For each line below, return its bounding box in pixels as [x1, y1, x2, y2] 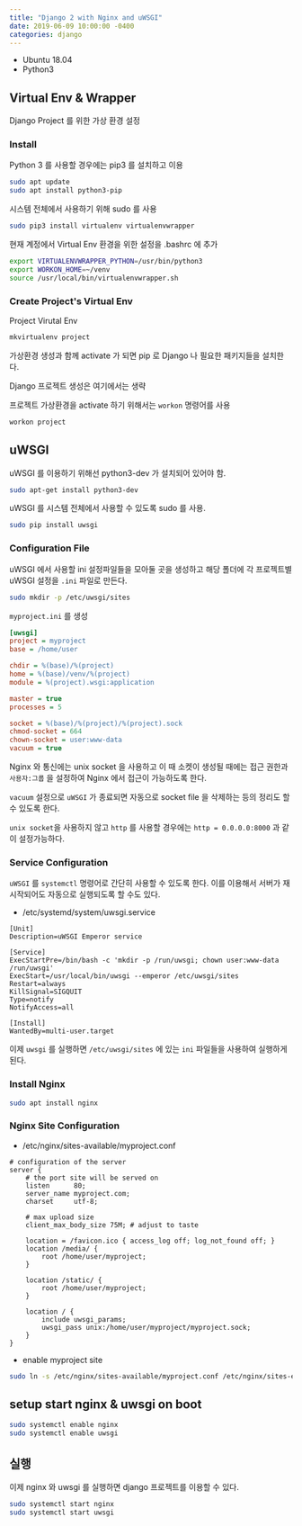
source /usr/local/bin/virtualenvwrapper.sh [9, 274, 179, 283]
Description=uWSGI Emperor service [9, 932, 143, 941]
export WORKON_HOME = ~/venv [9, 265, 111, 274]
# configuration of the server [9, 1157, 127, 1166]
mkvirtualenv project [9, 333, 91, 342]
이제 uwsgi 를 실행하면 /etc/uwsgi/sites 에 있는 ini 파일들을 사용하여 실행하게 [9, 1044, 288, 1055]
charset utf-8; [25, 1197, 99, 1206]
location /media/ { [25, 1243, 99, 1253]
